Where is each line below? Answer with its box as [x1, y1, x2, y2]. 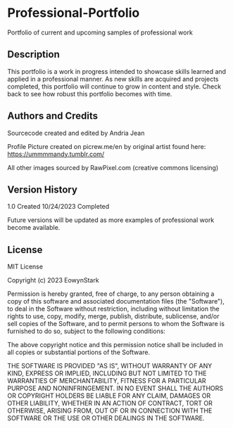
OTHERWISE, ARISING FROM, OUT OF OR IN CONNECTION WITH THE [7, 406, 213, 415]
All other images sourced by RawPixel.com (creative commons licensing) [7, 163, 219, 171]
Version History [7, 183, 77, 195]
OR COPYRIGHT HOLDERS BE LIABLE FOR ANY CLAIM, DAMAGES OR [7, 391, 211, 400]
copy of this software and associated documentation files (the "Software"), [7, 297, 225, 306]
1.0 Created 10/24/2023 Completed [7, 202, 110, 211]
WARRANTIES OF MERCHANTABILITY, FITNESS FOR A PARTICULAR [7, 377, 206, 385]
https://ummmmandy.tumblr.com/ [7, 150, 105, 158]
